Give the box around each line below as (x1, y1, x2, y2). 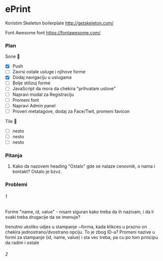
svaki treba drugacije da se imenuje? (5, 214, 81, 220)
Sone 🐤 (5, 53, 20, 59)
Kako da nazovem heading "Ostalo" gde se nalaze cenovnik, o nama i (12, 163, 156, 169)
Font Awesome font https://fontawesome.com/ (5, 29, 101, 35)
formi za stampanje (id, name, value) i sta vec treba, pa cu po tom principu (5, 235, 158, 241)
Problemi (5, 181, 27, 188)
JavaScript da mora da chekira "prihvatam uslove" (12, 86, 116, 92)
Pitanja (5, 152, 22, 159)
